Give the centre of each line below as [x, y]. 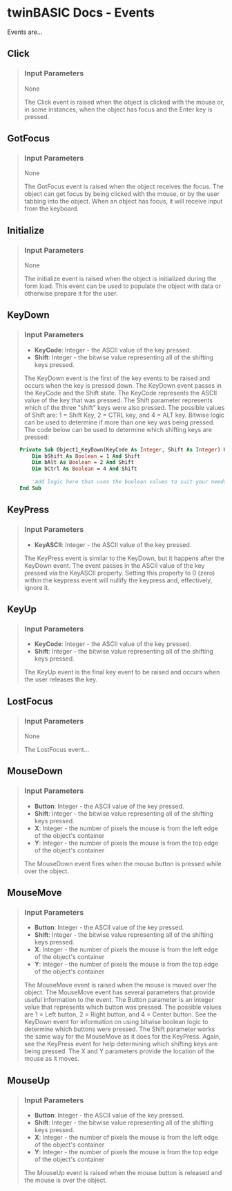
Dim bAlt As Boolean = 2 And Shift [83, 463]
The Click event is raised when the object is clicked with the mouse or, [124, 102]
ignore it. [37, 587]
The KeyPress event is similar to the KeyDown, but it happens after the [124, 558]
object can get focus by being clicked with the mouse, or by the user [122, 194]
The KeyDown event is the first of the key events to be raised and [117, 378]
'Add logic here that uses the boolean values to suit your [120, 482]
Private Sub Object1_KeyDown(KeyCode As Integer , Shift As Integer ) [120, 449]
